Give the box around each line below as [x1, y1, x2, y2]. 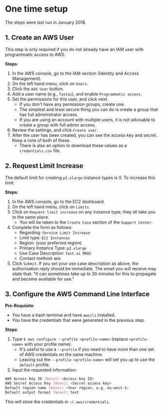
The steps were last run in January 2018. [5, 19, 86, 25]
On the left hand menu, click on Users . [12, 81, 88, 86]
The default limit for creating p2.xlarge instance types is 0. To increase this [5, 175, 156, 180]
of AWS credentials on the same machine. [19, 352, 103, 358]
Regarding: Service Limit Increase [19, 229, 91, 235]
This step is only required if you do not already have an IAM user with [5, 46, 144, 52]
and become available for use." [12, 276, 74, 282]
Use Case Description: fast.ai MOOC [19, 250, 92, 256]
